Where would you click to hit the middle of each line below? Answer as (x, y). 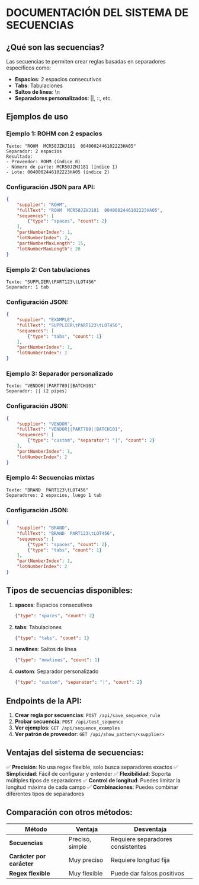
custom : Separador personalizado (57, 671)
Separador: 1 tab (28, 287)
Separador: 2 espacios (34, 151)
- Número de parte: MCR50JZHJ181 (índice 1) (62, 167)
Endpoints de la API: (44, 701)
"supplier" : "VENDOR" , (45, 424)
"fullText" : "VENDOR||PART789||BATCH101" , (70, 429)
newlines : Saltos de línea (46, 649)
